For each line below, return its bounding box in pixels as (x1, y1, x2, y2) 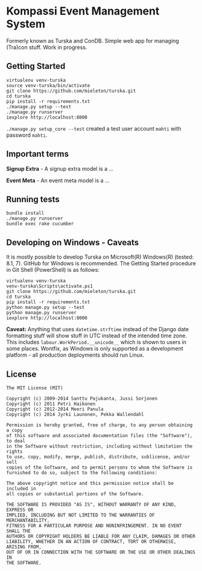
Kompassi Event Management (6, 4, 160, 18)
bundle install (6, 210, 45, 216)
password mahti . (6, 131, 48, 139)
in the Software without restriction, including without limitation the (6, 443, 193, 449)
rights (6, 449, 23, 455)
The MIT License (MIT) (6, 385, 63, 391)
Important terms (6, 149, 69, 159)
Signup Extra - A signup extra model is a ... (6, 165, 114, 172)
